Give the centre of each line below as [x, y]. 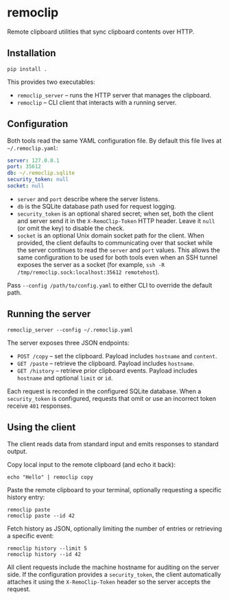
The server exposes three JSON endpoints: [68, 343]
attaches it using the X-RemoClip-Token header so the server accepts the [109, 581]
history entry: [26, 497]
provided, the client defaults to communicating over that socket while [115, 242]
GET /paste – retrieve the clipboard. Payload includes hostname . [106, 363]
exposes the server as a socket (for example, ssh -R [91, 264]
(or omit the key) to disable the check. [71, 228]
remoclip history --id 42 [44, 554]
